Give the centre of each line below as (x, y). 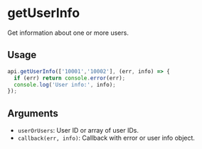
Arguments (33, 113)
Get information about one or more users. (68, 33)
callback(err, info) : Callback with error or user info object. (106, 138)
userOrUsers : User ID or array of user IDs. (78, 131)
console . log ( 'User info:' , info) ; (65, 84)
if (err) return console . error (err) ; (70, 78)
